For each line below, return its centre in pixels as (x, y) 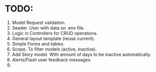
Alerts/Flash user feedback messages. (52, 59)
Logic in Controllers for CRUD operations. (55, 33)
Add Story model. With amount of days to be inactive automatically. (82, 54)
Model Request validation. (39, 22)
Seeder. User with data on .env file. (48, 27)
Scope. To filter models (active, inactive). (54, 49)
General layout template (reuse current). (53, 38)
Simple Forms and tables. (38, 43)
